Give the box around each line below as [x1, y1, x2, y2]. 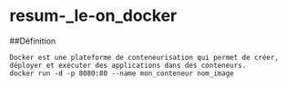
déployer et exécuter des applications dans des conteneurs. [9, 61, 247, 70]
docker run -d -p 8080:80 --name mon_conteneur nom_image [9, 69, 234, 78]
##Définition [9, 35, 56, 46]
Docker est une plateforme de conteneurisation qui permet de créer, [9, 53, 280, 62]
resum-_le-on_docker [9, 5, 178, 26]
